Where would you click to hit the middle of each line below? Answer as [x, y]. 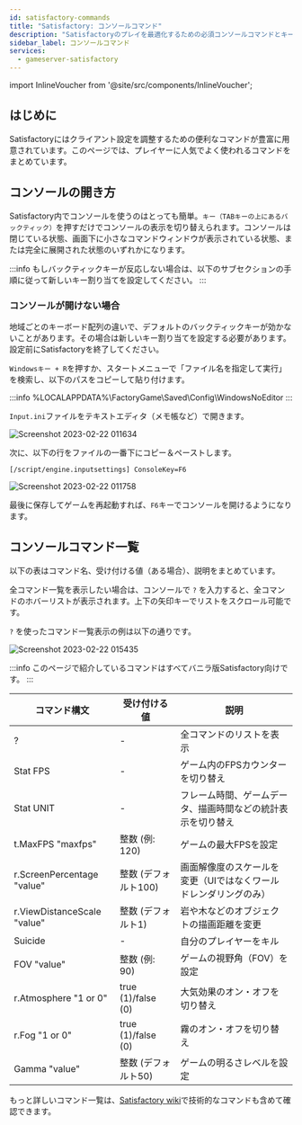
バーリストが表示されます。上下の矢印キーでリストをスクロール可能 [158, 601]
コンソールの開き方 [62, 193]
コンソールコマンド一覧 [74, 547]
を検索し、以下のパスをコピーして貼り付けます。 [100, 379]
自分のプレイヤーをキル [230, 941]
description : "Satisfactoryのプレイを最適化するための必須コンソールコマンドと [145, 34]
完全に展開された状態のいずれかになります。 [107, 249]
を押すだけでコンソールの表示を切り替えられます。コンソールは [173, 227]
